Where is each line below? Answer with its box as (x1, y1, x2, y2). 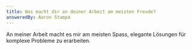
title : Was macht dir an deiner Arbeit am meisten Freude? (6, 8, 156, 15)
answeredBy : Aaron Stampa (6, 14, 70, 20)
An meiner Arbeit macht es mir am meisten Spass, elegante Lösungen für (6, 30, 186, 37)
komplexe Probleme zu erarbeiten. (6, 37, 91, 44)
